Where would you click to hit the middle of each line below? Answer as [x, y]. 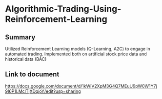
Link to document [32, 74]
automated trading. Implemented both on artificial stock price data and [76, 54]
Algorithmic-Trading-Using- [63, 9]
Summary [20, 37]
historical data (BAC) [26, 59]
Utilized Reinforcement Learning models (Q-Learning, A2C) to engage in [78, 49]
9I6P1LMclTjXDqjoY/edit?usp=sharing [43, 91]
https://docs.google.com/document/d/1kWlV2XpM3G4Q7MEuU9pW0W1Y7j [81, 86]
